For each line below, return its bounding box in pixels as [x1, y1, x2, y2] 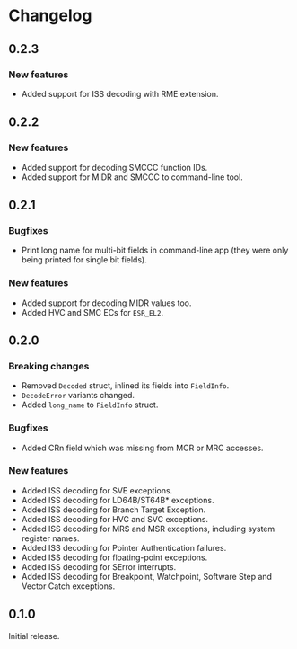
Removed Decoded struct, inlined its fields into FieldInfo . [21, 380, 230, 391]
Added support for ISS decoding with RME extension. [21, 88, 219, 99]
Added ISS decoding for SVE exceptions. [21, 485, 173, 495]
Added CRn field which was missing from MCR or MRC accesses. [21, 442, 264, 453]
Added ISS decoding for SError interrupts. [21, 561, 177, 572]
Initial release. [8, 630, 60, 641]
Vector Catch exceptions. [21, 581, 116, 591]
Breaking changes [8, 360, 90, 372]
